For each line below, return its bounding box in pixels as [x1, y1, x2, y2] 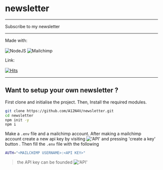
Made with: [5, 37, 28, 43]
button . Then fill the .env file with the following [5, 141, 99, 147]
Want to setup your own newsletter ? [5, 86, 119, 95]
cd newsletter [5, 113, 34, 118]
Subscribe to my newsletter [5, 23, 60, 29]
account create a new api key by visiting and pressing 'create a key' [5, 136, 156, 142]
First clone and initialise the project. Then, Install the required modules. [5, 99, 147, 105]
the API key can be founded [16, 159, 73, 165]
